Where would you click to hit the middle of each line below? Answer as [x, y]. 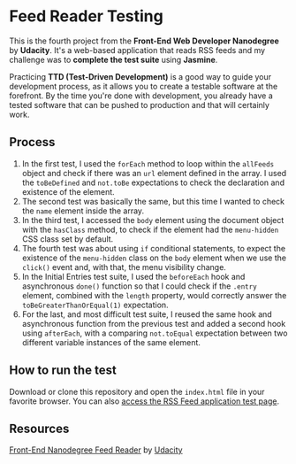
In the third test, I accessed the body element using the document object [153, 220]
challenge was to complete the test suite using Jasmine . [114, 59]
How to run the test [63, 371]
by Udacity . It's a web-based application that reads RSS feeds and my [137, 50]
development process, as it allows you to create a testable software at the [144, 86]
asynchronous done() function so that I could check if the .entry [140, 286]
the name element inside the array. [83, 211]
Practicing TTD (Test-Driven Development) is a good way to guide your [140, 76]
